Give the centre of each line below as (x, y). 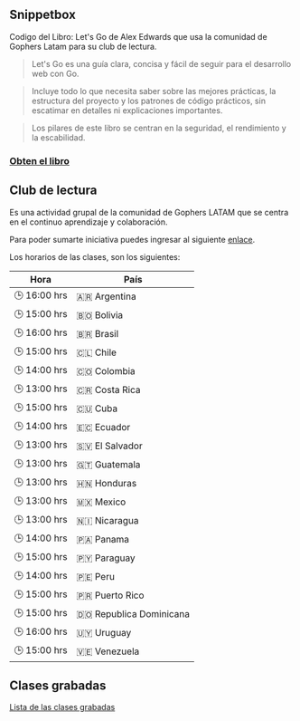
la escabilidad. (58, 137)
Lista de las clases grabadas (62, 707)
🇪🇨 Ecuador (103, 428)
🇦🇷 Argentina (107, 296)
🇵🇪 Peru (96, 577)
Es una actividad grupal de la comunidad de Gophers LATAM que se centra (149, 212)
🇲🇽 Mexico (101, 502)
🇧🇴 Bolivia (100, 315)
